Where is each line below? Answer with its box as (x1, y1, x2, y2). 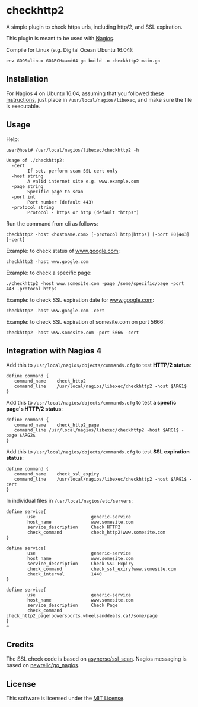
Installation (6, 74, 49, 84)
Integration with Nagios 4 (6, 346, 102, 356)
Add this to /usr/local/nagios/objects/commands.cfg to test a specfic (6, 399, 177, 406)
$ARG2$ (19, 433, 36, 439)
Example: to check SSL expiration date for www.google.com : (6, 296, 155, 304)
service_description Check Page (27, 602, 118, 609)
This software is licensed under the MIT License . (6, 695, 125, 702)
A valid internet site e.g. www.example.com (27, 178, 139, 184)
